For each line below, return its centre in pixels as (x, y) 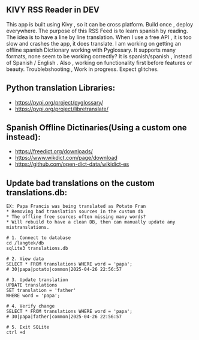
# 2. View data (25, 259)
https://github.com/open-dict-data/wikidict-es (72, 164)
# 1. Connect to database (38, 238)
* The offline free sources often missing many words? (76, 217)
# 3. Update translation (37, 280)
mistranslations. (28, 228)
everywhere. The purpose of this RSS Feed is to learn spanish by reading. (97, 31)
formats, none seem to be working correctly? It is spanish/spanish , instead (99, 56)
